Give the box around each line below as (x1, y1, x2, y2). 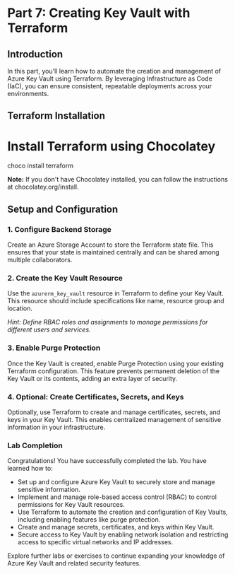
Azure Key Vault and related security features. (7, 559, 141, 568)
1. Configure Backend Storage (7, 224, 112, 234)
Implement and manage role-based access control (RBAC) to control (17, 493, 217, 501)
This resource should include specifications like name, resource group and (7, 297, 224, 305)
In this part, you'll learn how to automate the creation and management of (7, 67, 221, 75)
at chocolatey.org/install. (7, 182, 79, 192)
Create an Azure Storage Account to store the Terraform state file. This (7, 240, 214, 249)
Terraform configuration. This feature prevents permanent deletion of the (7, 366, 220, 375)
